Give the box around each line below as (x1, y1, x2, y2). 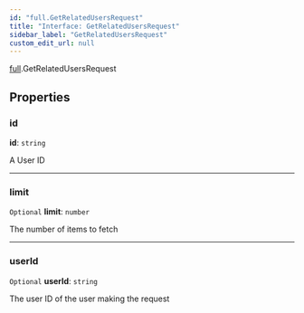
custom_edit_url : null (9, 38, 95, 48)
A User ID (9, 155, 45, 166)
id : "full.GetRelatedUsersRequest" (9, 13, 144, 23)
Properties (9, 90, 71, 105)
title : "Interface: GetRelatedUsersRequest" (9, 22, 180, 31)
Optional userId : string (9, 275, 98, 286)
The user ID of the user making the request (9, 293, 170, 304)
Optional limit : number (9, 206, 90, 217)
